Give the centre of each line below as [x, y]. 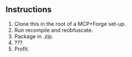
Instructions [29, 10]
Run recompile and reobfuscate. [54, 30]
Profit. [22, 49]
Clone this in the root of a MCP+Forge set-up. [70, 24]
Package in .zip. [34, 36]
